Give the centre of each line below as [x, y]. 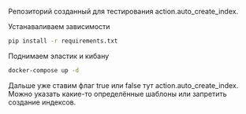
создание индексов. [42, 102]
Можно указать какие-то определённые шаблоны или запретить [117, 94]
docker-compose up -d [44, 70]
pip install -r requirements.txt [63, 41]
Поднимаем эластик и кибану [59, 56]
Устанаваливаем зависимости [59, 26]
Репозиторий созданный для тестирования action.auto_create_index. [123, 11]
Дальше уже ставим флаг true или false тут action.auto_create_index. [123, 85]
